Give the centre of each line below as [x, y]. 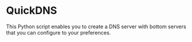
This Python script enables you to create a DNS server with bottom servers [96, 26]
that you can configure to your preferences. [58, 32]
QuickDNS [32, 11]
